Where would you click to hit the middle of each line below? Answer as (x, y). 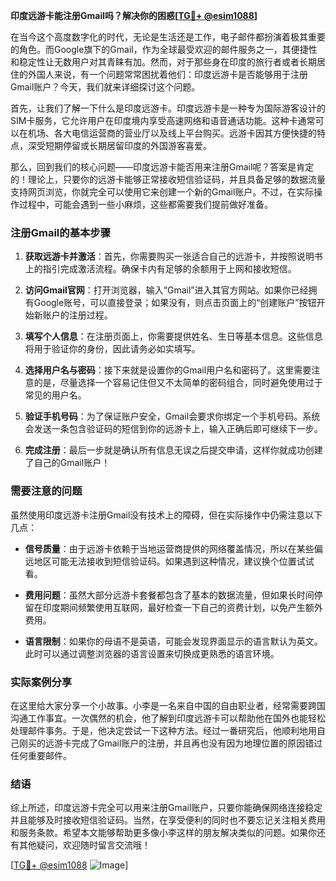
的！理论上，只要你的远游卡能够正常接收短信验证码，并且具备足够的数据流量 (168, 179)
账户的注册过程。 (77, 315)
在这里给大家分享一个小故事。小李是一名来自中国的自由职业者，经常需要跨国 (168, 705)
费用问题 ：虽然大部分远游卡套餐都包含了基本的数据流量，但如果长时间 (169, 595)
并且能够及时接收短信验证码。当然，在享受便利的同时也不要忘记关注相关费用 (168, 820)
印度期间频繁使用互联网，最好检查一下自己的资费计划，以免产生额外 (182, 607)
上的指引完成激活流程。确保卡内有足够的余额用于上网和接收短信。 (160, 269)
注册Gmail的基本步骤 (61, 232)
